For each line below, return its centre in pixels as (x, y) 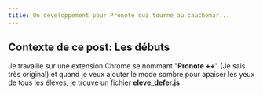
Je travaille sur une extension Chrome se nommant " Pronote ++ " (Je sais (127, 66)
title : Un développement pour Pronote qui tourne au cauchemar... (119, 15)
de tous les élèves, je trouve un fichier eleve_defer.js (94, 82)
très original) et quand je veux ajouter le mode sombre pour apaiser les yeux (131, 75)
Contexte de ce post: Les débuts (89, 47)
